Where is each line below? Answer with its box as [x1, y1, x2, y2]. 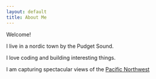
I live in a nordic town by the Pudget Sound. [6, 42, 114, 50]
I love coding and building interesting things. [6, 54, 116, 61]
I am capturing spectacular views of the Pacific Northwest [6, 65, 150, 72]
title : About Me [6, 14, 47, 20]
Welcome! [6, 31, 31, 38]
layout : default [6, 8, 47, 15]
